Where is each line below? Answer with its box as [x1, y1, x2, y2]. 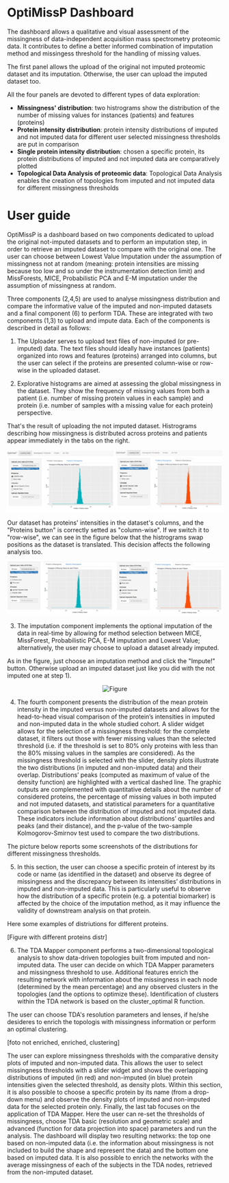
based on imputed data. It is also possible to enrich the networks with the [7, 1153, 214, 1162]
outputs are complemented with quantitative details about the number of [16, 785, 221, 793]
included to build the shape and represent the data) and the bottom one [7, 1146, 208, 1154]
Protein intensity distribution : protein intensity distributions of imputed [16, 125, 219, 134]
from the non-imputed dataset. [7, 1168, 94, 1176]
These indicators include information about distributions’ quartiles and [16, 814, 215, 823]
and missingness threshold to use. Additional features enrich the [16, 968, 199, 976]
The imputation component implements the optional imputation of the [16, 621, 213, 630]
